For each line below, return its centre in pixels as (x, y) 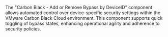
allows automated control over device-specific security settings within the (83, 13)
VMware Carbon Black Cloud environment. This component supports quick (84, 18)
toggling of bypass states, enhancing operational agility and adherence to (82, 23)
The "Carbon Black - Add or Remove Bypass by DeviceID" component (79, 7)
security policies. (23, 29)
